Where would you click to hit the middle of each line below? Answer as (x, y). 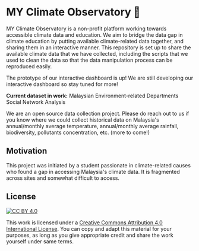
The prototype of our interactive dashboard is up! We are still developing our (100, 78)
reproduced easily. (29, 66)
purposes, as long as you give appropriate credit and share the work (90, 235)
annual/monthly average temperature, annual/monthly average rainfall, (92, 126)
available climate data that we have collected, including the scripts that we (97, 53)
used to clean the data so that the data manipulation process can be (89, 60)
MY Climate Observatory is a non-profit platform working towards (86, 28)
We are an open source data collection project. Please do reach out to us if (98, 113)
